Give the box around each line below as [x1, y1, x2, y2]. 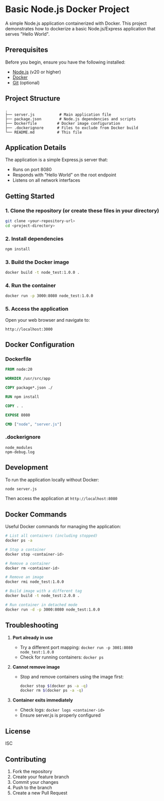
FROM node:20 [5, 367, 33, 372]
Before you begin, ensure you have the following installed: [5, 59, 126, 65]
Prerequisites [5, 45, 48, 54]
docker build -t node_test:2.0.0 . [5, 593, 80, 598]
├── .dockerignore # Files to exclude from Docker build [5, 125, 138, 130]
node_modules [5, 445, 33, 450]
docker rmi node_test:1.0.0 [5, 579, 64, 584]
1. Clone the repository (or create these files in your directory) [5, 207, 159, 214]
